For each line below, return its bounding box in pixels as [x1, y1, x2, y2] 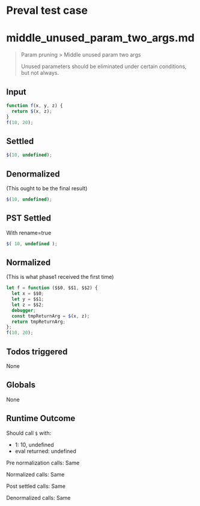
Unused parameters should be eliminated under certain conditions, [20, 63, 187, 70]
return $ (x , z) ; [11, 108, 52, 114]
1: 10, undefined [14, 441, 54, 448]
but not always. [20, 69, 59, 77]
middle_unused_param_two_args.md [6, 31, 195, 45]
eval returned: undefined [14, 447, 77, 455]
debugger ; [11, 307, 36, 313]
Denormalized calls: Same [6, 494, 71, 501]
